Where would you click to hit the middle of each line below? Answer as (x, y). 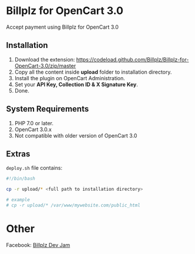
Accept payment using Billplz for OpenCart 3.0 (63, 27)
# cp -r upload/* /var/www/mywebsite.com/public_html (73, 205)
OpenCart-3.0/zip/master (45, 66)
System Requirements (48, 109)
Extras (18, 154)
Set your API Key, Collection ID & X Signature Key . (76, 84)
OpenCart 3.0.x (33, 129)
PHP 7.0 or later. (34, 123)
